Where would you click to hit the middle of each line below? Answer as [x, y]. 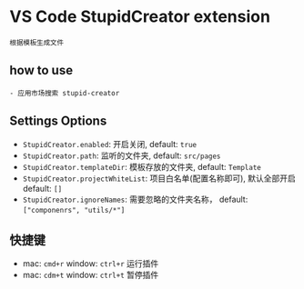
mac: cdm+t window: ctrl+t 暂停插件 [91, 275]
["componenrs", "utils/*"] [74, 210]
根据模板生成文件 [37, 43]
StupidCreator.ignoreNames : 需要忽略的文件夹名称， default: [135, 199]
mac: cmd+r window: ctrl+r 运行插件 [91, 264]
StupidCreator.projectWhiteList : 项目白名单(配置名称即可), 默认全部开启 [159, 178]
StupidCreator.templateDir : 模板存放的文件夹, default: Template [142, 166]
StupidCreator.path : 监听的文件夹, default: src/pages [122, 155]
